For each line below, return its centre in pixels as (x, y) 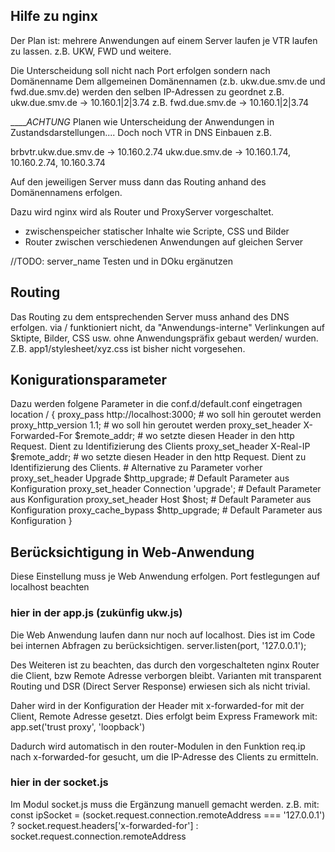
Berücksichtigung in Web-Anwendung (132, 552)
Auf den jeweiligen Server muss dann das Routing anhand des (138, 181)
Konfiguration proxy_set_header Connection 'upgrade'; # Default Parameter (166, 489)
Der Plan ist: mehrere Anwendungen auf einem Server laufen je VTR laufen (164, 40)
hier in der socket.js (59, 782)
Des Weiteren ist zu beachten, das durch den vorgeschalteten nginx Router (165, 665)
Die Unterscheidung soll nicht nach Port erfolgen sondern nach (140, 70)
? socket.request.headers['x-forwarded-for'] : (104, 825)
